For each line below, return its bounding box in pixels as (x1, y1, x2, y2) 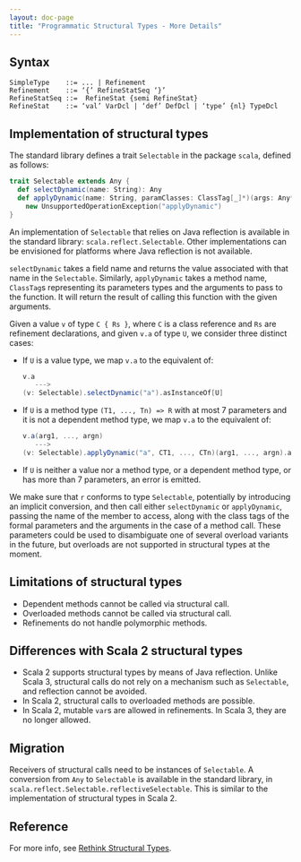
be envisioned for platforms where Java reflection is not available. (9, 246, 253, 256)
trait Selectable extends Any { (9, 177, 130, 186)
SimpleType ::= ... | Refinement (9, 78, 146, 88)
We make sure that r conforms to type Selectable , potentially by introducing (9, 491, 291, 502)
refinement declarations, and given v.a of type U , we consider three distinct (9, 328, 288, 339)
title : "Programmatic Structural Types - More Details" (9, 22, 222, 30)
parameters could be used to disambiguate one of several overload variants (9, 530, 289, 540)
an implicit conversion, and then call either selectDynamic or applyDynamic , (9, 501, 282, 512)
